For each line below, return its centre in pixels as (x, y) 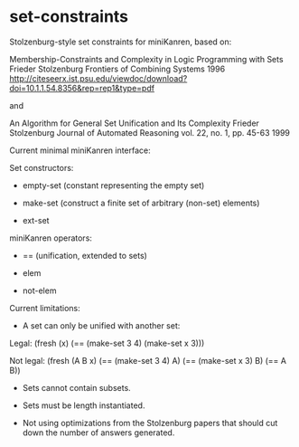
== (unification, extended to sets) (84, 255)
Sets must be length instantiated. (84, 405)
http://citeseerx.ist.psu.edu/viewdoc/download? (98, 78)
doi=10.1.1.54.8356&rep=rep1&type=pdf (82, 88)
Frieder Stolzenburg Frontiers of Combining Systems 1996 (117, 69)
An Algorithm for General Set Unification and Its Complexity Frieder (135, 123)
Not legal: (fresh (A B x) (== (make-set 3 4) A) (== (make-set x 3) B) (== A (148, 360)
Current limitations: (45, 308)
